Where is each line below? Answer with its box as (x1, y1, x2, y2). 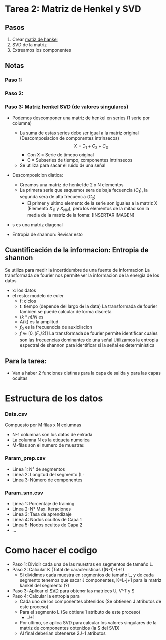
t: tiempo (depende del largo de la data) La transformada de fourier (19, 303, 158, 309)
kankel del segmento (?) (19, 582, 70, 588)
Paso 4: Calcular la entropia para (12, 593, 80, 599)
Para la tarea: (5, 357, 47, 365)
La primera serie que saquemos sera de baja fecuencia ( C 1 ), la (19, 187, 148, 194)
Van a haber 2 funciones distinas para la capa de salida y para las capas (12, 370, 161, 376)
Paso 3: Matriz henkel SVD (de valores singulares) (5, 103, 129, 110)
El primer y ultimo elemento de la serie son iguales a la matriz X (27, 200, 158, 206)
